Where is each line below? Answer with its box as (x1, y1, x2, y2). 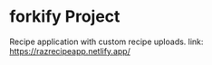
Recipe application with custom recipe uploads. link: (9, 36, 204, 47)
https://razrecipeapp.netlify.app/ (9, 45, 131, 56)
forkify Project (9, 6, 120, 27)
